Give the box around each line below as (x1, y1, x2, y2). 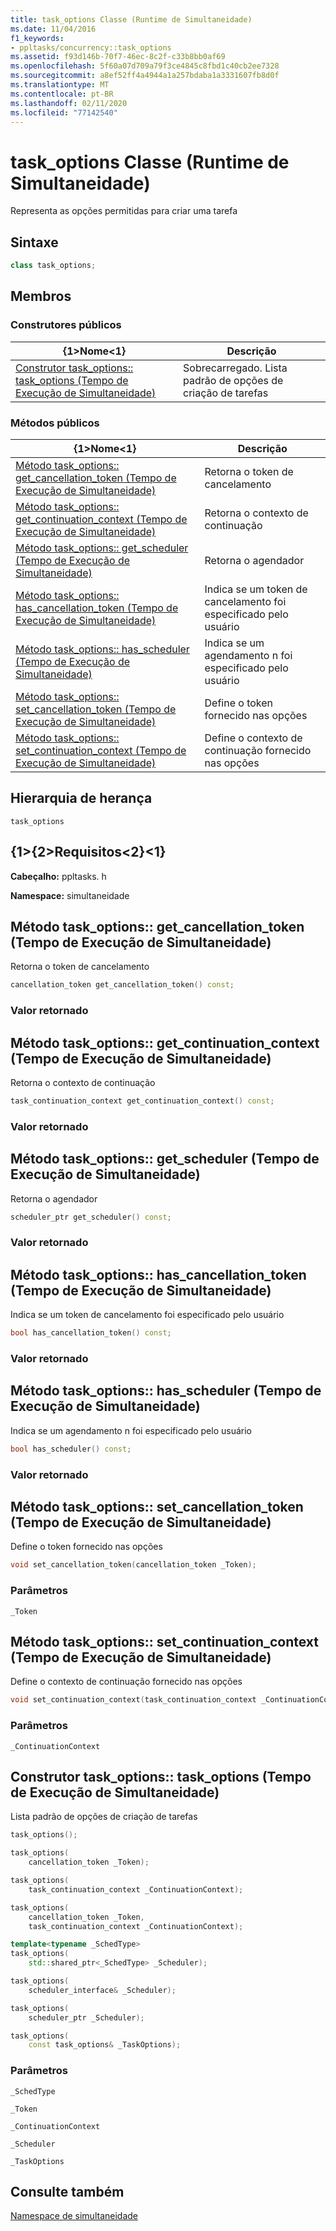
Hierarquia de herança (10, 790, 153, 807)
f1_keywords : (10, 33, 65, 43)
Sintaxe (10, 234, 59, 251)
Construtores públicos (10, 318, 122, 332)
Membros (10, 288, 72, 305)
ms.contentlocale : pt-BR (10, 89, 114, 99)
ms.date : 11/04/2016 (10, 24, 97, 34)
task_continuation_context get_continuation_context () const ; (10, 1096, 275, 1106)
